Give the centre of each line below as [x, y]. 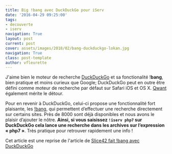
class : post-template [28, 58]
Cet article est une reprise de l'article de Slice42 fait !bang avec [72, 141]
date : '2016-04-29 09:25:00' [36, 15]
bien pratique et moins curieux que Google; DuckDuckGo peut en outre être [85, 83]
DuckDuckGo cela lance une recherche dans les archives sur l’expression [85, 125]
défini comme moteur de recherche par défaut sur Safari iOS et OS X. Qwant [86, 88]
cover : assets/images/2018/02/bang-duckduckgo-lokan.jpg [67, 48]
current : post [20, 44]
